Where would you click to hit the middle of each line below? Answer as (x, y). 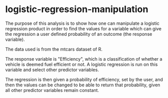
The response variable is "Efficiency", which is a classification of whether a (84, 59)
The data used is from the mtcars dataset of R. (54, 49)
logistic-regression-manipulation (77, 9)
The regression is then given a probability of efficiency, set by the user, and (84, 79)
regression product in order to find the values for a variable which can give (83, 28)
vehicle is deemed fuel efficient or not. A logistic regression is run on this (82, 64)
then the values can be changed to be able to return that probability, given (83, 85)
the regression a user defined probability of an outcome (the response (79, 34)
